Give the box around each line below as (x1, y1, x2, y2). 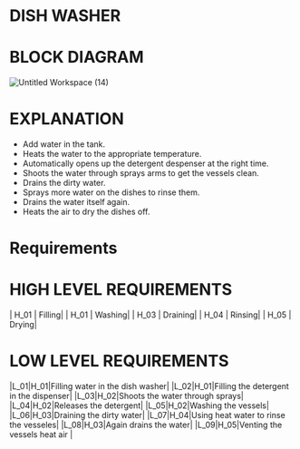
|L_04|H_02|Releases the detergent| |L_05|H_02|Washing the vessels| (9, 400, 270, 411)
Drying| (9, 319, 38, 330)
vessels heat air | (9, 429, 73, 440)
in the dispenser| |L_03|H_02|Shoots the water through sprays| (9, 391, 245, 402)
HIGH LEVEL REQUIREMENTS (9, 279, 233, 300)
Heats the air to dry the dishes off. (22, 206, 150, 218)
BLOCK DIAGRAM (9, 47, 144, 68)
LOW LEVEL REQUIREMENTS (9, 351, 229, 372)
